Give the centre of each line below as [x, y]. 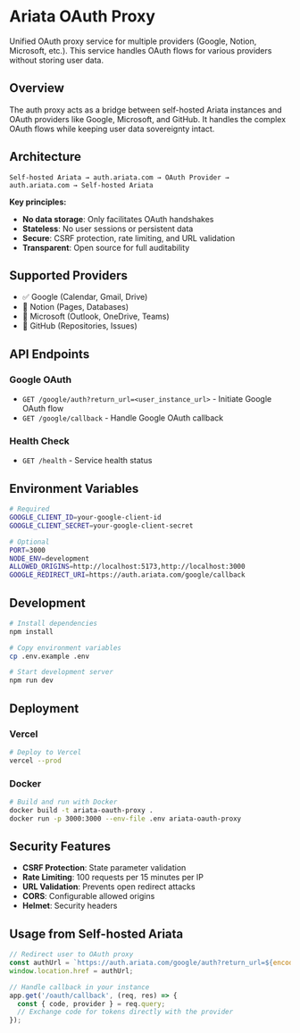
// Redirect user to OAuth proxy [71, 954]
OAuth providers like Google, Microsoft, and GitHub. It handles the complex [148, 119]
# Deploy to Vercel [46, 752]
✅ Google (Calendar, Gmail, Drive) [85, 297]
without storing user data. [57, 60]
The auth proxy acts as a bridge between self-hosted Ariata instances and [146, 110]
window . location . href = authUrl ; [71, 971]
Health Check [39, 441]
